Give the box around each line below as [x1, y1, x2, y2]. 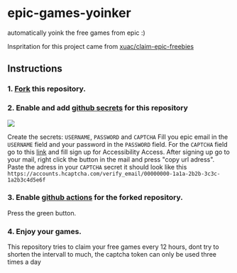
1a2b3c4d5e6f [7, 176, 46, 184]
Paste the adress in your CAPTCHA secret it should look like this [7, 162, 187, 171]
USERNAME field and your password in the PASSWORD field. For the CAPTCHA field [7, 140, 228, 148]
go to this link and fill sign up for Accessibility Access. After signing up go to [7, 147, 231, 156]
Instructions [7, 62, 62, 75]
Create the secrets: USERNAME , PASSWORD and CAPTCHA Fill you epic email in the [7, 133, 228, 141]
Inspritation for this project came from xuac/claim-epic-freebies [7, 42, 194, 50]
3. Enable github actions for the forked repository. [7, 193, 183, 203]
